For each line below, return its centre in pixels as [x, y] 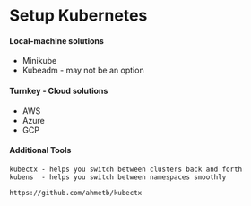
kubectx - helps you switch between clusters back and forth [126, 169]
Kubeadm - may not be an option [83, 70]
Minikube [39, 61]
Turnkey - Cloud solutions [59, 90]
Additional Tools [40, 150]
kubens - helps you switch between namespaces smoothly [118, 177]
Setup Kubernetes [78, 16]
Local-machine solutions [57, 40]
